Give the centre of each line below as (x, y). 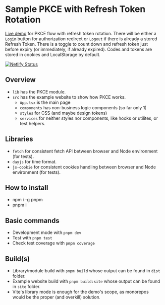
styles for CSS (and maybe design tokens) (63, 113)
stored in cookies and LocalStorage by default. (53, 54)
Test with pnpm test (32, 238)
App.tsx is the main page (45, 102)
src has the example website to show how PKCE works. (69, 97)
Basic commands (32, 220)
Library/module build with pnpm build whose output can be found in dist (86, 271)
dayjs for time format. (34, 161)
